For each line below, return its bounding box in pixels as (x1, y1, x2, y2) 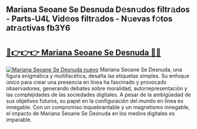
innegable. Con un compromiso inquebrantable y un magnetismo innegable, (6, 104, 190, 111)
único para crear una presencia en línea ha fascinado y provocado (6, 79, 167, 85)
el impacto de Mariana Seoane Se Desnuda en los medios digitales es (6, 110, 175, 117)
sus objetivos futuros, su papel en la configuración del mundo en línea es (6, 97, 183, 104)
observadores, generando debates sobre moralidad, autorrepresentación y (6, 85, 188, 92)
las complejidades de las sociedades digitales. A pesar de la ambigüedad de (6, 91, 191, 98)
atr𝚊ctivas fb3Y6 (6, 23, 71, 33)
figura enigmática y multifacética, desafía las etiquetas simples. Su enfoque (6, 72, 190, 79)
